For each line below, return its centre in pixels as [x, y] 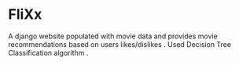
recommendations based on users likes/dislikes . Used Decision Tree [120, 44]
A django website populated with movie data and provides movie [113, 36]
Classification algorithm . [48, 52]
